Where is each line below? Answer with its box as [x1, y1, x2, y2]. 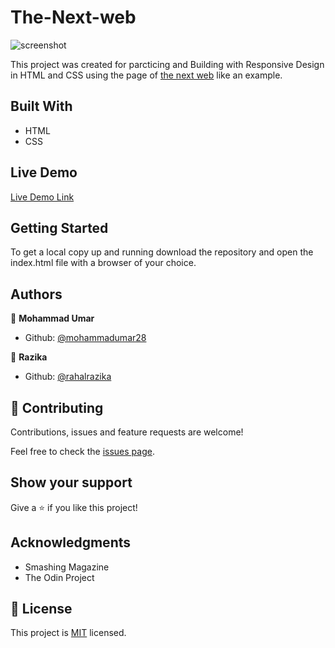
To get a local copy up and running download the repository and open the [10, 246, 314, 258]
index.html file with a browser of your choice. [10, 257, 197, 269]
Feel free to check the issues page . [10, 446, 155, 457]
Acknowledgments [10, 534, 132, 551]
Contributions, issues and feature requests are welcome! [10, 426, 244, 438]
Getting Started [10, 219, 109, 236]
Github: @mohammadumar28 [24, 332, 147, 344]
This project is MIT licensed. [10, 627, 127, 639]
